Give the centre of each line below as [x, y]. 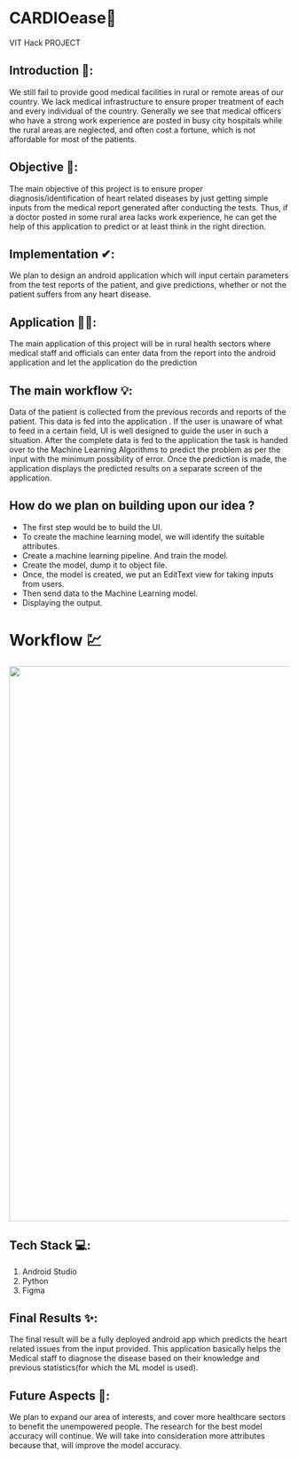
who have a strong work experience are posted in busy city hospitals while [146, 120]
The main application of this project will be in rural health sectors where [140, 344]
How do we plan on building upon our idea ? [132, 506]
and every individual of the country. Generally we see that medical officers [145, 111]
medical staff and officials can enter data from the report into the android [143, 353]
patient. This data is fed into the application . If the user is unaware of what [146, 421]
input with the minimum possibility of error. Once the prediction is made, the [148, 459]
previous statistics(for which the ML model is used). [104, 1368]
